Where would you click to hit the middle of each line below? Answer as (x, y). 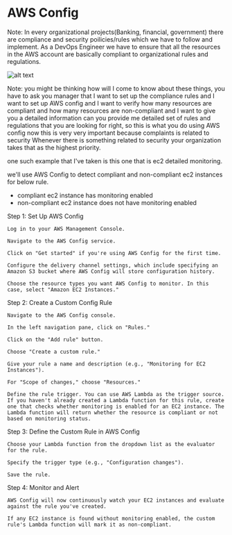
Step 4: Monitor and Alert (43, 487)
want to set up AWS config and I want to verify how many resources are (110, 103)
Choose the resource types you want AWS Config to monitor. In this (108, 283)
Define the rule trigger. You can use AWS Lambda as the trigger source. (116, 394)
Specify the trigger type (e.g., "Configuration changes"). (96, 462)
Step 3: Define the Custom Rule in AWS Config (73, 431)
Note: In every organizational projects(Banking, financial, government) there (115, 32)
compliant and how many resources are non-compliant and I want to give (111, 110)
